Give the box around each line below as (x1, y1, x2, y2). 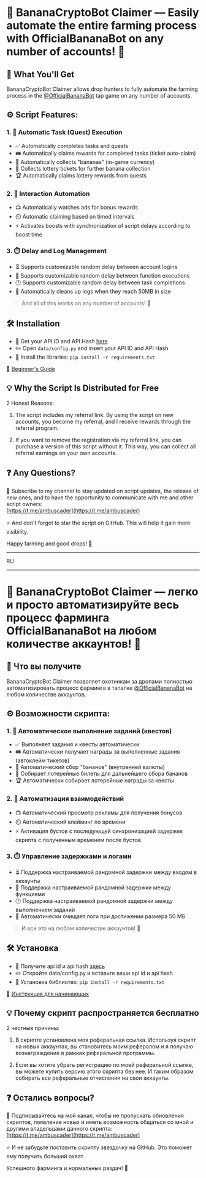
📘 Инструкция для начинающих (6, 990, 90, 997)
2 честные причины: (6, 1024, 60, 1031)
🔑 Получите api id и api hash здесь (15, 962, 105, 970)
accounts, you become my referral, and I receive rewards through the (15, 418, 191, 425)
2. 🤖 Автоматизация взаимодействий (6, 795, 124, 803)
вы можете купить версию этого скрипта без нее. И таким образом (15, 1067, 194, 1075)
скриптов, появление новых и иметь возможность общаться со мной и (6, 1118, 194, 1126)
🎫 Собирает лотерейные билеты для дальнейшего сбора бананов (15, 770, 188, 778)
